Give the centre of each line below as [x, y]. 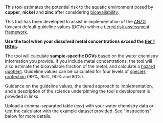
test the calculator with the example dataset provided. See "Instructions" [78, 111]
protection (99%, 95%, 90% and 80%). [45, 77]
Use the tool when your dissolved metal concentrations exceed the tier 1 [80, 41]
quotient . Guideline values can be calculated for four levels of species [75, 71]
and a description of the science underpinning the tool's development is [78, 91]
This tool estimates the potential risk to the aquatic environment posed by [79, 7]
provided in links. [22, 96]
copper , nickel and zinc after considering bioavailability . [62, 12]
